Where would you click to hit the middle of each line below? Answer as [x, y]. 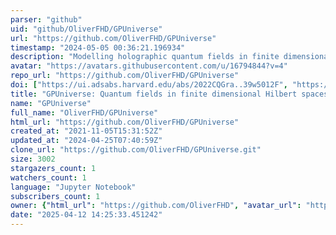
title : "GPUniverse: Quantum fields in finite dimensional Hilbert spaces [169, 94]
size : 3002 [33, 159]
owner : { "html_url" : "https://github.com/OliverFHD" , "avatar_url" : [156, 206]
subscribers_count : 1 [55, 196]
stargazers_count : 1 [53, 168]
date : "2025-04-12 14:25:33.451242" [86, 215]
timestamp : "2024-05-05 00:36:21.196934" [98, 47]
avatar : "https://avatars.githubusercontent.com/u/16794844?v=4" [149, 66]
